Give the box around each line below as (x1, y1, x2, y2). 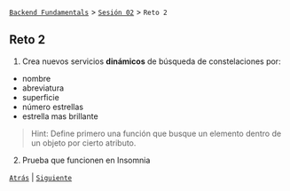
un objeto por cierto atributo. (30, 137, 137, 148)
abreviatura (21, 83, 65, 93)
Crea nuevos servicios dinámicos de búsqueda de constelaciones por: (21, 56, 281, 67)
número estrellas (21, 101, 84, 112)
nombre (21, 73, 51, 84)
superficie (21, 92, 59, 102)
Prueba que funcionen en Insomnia (21, 155, 151, 165)
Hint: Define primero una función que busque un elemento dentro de (30, 128, 282, 139)
